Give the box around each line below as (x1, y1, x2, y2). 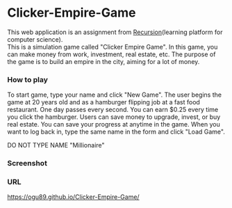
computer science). (7, 35, 63, 43)
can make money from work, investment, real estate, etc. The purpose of (7, 50, 216, 58)
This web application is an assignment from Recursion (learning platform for (7, 28, 223, 36)
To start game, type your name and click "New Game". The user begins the (7, 90, 222, 99)
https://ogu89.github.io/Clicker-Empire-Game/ (7, 193, 140, 201)
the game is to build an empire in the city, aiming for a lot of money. (7, 57, 200, 65)
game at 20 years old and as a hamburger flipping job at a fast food (7, 98, 200, 106)
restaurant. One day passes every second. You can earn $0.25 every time (7, 106, 219, 114)
